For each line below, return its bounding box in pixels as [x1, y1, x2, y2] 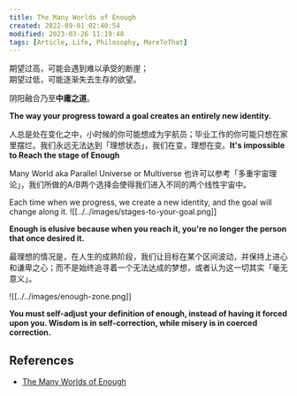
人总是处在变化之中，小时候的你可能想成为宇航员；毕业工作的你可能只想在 [9, 129, 280, 140]
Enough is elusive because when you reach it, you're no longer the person [9, 223, 287, 235]
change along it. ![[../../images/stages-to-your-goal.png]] [9, 206, 217, 217]
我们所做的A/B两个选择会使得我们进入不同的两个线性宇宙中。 [27, 179, 252, 190]
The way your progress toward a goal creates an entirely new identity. [9, 111, 272, 121]
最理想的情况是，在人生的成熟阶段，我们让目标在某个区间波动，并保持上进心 [9, 252, 288, 262]
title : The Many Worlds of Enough [9, 12, 137, 22]
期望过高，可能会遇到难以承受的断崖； [9, 63, 148, 74]
